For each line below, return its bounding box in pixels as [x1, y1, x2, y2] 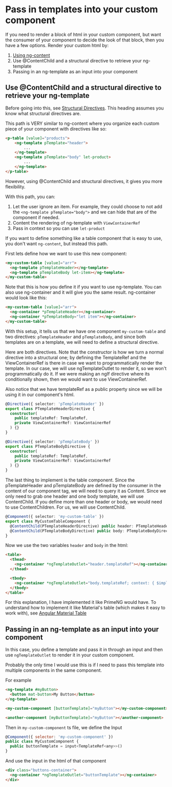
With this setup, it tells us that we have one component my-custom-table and [5, 328, 166, 334]
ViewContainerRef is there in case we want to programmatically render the [5, 360, 163, 366]
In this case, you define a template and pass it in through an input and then [5, 646, 163, 653]
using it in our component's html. [5, 391, 75, 398]
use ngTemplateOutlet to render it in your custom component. [5, 652, 135, 658]
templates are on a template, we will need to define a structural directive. [5, 339, 159, 345]
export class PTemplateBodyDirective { [5, 444, 91, 449]
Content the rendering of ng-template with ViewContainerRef [12, 220, 141, 226]
